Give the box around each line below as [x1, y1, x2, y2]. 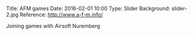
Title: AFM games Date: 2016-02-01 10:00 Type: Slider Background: [6, 5, 171, 12]
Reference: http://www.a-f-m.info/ [19, 11, 103, 18]
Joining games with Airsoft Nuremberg [6, 23, 100, 29]
